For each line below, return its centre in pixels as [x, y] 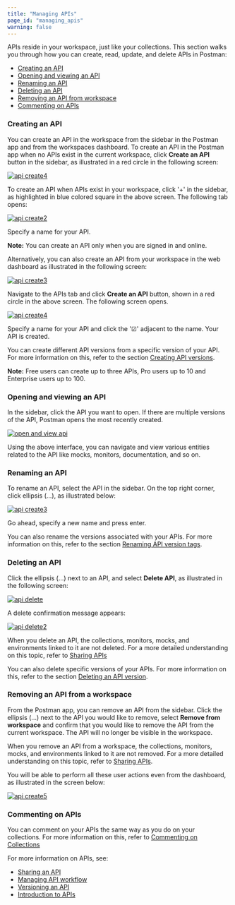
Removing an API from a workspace [70, 695]
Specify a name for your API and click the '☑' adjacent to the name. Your [113, 328]
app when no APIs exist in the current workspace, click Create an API [109, 154]
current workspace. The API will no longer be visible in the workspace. [110, 732]
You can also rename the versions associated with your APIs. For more [110, 537]
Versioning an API [43, 887]
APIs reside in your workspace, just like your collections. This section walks [117, 47]
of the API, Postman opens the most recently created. [85, 419]
